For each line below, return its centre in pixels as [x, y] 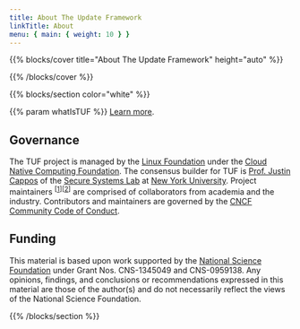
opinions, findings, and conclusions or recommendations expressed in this [146, 280]
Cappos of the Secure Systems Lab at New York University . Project [133, 181]
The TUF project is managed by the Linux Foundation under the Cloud [138, 161]
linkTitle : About [42, 26]
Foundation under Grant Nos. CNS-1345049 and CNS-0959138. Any [135, 270]
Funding [33, 239]
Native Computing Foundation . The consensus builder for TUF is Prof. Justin [150, 171]
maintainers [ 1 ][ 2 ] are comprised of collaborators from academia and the [142, 191]
